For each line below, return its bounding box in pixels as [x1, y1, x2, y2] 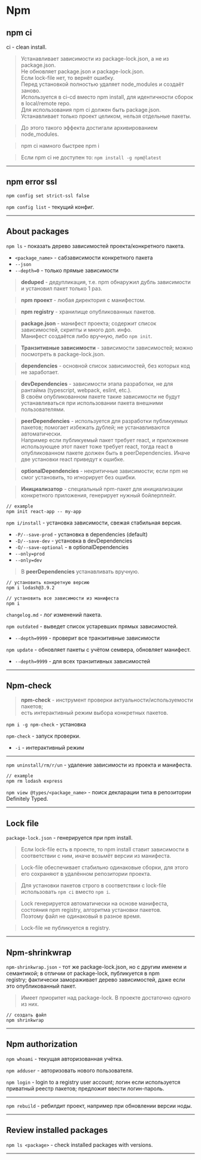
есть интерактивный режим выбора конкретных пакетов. [20, 709, 169, 717]
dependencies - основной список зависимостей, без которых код [20, 362, 190, 369]
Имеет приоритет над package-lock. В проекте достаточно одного [20, 994, 191, 1001]
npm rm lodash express [6, 779, 63, 785]
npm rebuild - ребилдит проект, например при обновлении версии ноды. [6, 1102, 193, 1109]
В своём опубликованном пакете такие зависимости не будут [20, 393, 181, 400]
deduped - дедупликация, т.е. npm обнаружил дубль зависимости [20, 278, 191, 285]
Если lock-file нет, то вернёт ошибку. [20, 74, 115, 81]
